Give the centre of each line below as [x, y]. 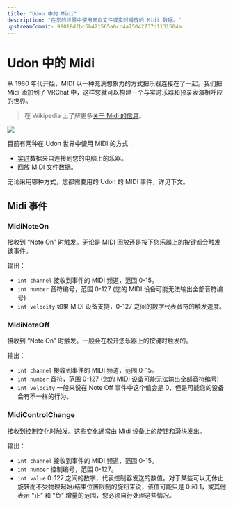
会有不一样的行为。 [45, 396]
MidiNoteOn [28, 226]
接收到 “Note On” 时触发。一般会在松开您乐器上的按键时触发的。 [100, 341]
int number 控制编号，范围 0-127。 [67, 469]
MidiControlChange [41, 415]
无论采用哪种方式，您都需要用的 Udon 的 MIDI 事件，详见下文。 [98, 182]
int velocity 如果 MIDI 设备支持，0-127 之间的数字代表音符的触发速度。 [121, 306]
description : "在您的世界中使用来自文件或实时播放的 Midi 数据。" [95, 20]
